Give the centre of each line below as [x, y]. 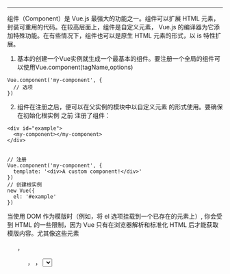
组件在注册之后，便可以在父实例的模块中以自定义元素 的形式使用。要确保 [120, 107]
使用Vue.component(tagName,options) [78, 67]
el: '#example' [35, 197]
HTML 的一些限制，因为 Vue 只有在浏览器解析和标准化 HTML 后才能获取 [117, 225]
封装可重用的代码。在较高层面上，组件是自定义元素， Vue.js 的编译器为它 [111, 27]
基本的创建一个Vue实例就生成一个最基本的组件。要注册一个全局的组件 [115, 58]
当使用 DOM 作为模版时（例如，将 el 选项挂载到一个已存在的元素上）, [105, 216]
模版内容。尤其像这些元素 [43, 233]
